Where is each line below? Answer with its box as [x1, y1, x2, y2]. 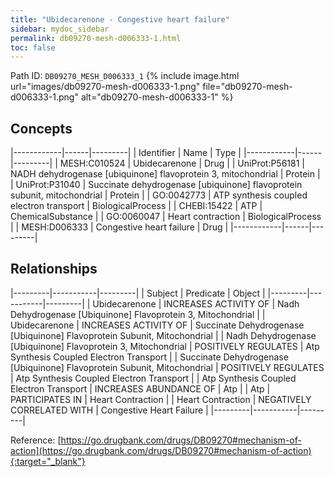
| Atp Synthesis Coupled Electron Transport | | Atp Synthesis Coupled [10, 372, 297, 384]
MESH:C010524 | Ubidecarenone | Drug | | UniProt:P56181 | [59, 157, 306, 170]
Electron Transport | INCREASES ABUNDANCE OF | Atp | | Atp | [10, 382, 271, 395]
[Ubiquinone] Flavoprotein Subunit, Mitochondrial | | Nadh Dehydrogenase [10, 329, 317, 341]
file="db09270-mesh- [202, 81, 293, 93]
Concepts [10, 120, 73, 137]
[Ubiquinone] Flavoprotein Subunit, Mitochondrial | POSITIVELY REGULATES [10, 361, 325, 373]
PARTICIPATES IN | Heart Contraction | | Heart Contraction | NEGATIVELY [10, 393, 312, 405]
